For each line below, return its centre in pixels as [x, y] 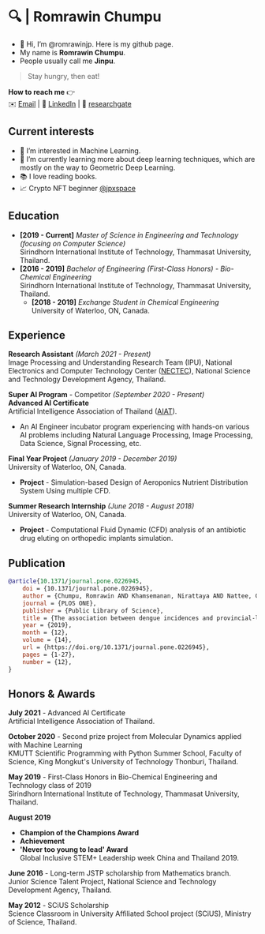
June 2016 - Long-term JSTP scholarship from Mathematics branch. [119, 873]
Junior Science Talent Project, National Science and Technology [112, 882]
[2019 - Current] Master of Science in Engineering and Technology [129, 234]
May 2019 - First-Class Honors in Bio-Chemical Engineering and [113, 777]
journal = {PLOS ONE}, [60, 603]
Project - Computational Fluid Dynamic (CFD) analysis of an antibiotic [133, 530]
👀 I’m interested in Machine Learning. [80, 150]
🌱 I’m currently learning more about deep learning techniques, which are [137, 159]
